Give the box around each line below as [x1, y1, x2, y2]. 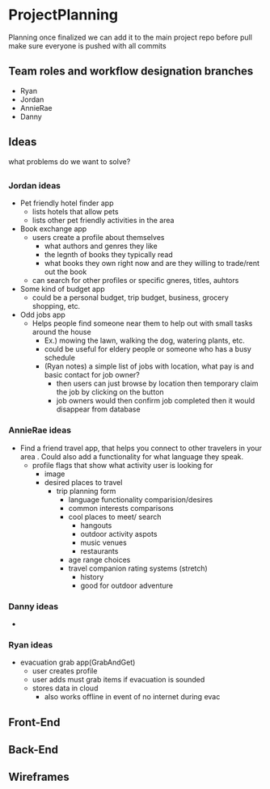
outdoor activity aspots [80, 529, 158, 538]
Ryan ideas [8, 639, 53, 650]
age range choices [68, 555, 131, 564]
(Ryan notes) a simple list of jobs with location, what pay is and [44, 361, 255, 371]
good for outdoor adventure [80, 580, 174, 590]
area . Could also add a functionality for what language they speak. [19, 451, 244, 462]
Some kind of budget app [19, 285, 105, 294]
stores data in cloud [32, 683, 99, 693]
